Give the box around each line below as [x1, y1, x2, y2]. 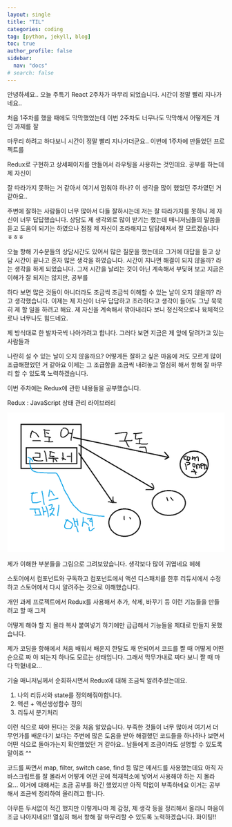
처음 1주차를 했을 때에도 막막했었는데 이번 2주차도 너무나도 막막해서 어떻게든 [7, 113, 213, 122]
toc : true [7, 40, 36, 48]
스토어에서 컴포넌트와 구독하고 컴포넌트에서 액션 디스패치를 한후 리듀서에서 [7, 574, 209, 582]
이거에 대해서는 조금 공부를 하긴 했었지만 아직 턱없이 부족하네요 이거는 [19, 781, 208, 789]
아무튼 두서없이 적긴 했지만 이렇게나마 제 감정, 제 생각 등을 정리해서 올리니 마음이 [7, 804, 224, 812]
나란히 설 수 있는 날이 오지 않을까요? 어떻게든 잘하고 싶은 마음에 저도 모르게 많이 [7, 352, 222, 360]
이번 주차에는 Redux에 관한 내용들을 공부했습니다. [7, 383, 142, 392]
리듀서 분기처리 [17, 708, 59, 716]
